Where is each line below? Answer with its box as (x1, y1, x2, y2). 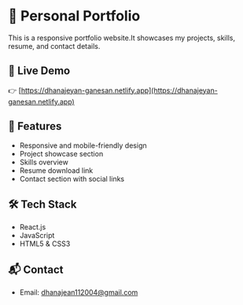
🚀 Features (8, 119, 62, 133)
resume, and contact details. (8, 41, 101, 50)
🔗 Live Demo (8, 64, 71, 78)
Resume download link (19, 165, 94, 175)
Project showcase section (19, 149, 104, 158)
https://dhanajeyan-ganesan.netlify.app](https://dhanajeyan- (20, 86, 218, 95)
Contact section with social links (19, 174, 124, 183)
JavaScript (19, 231, 55, 241)
